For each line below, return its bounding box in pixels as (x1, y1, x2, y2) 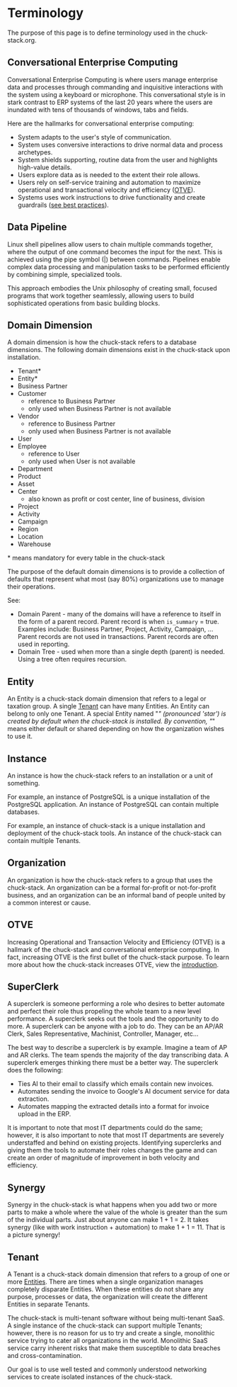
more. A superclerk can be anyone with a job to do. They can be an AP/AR (7, 1022, 224, 1031)
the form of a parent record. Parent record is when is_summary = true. (17, 618, 219, 626)
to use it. (7, 732, 33, 741)
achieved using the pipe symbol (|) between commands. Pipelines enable (7, 255, 221, 264)
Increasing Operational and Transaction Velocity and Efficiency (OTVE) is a (7, 937, 226, 946)
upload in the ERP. (17, 1110, 71, 1119)
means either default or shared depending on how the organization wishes (7, 725, 225, 733)
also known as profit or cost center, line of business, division (28, 494, 205, 504)
